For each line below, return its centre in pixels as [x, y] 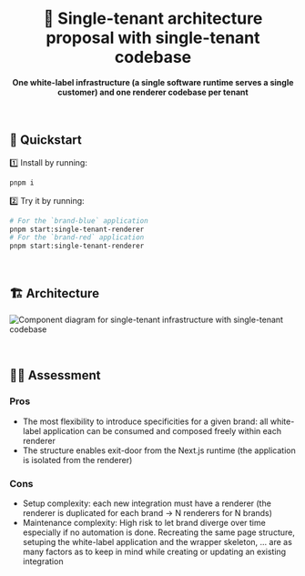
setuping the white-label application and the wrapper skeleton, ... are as [158, 541]
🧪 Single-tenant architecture [153, 19]
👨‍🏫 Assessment [55, 375]
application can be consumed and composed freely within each [163, 430]
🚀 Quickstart [46, 140]
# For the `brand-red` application [77, 237]
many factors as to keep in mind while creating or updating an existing [154, 551]
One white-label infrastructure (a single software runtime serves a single [153, 82]
